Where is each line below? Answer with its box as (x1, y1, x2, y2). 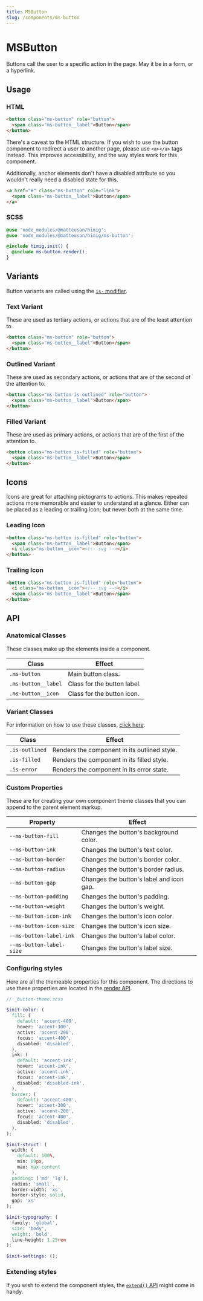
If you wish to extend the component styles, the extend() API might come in (6, 1281, 195, 1288)
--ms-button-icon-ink (9, 913, 71, 920)
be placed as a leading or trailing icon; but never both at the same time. (6, 506, 184, 513)
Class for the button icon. (68, 689, 140, 698)
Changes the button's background (81, 828, 178, 837)
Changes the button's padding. (81, 892, 169, 901)
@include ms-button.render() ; (11, 249, 88, 255)
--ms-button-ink (9, 846, 56, 853)
